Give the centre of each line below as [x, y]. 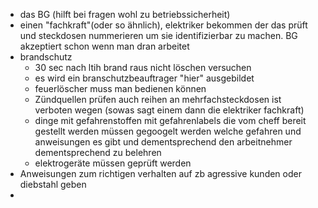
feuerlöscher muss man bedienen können [120, 88]
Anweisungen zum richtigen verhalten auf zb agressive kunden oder [160, 173]
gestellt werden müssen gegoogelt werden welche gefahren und [168, 131]
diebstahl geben [53, 184]
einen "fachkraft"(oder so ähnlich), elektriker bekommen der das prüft [163, 25]
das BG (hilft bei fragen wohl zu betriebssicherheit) [125, 14]
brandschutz [46, 57]
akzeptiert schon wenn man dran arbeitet [104, 46]
